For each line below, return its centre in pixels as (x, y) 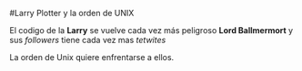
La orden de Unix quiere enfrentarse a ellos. (92, 57)
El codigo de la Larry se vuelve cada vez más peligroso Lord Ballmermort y (151, 30)
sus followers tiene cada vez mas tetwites (88, 40)
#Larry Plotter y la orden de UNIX (72, 13)
